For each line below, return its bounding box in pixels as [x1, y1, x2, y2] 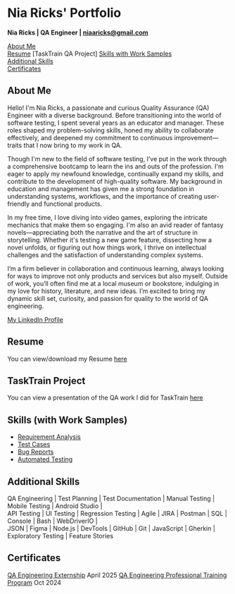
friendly [7, 199, 30, 208]
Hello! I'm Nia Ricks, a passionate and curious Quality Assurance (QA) [7, 104, 210, 112]
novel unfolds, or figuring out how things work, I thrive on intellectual [7, 243, 207, 252]
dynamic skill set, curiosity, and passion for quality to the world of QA [7, 294, 209, 302]
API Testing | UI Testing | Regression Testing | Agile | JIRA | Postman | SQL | [7, 509, 227, 517]
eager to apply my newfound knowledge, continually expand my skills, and [7, 169, 224, 178]
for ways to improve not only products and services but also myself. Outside [7, 271, 229, 280]
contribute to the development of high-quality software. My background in [7, 177, 223, 185]
